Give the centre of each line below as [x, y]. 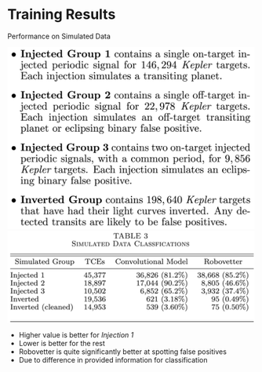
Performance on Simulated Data [59, 36]
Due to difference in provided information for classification [113, 359]
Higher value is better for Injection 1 [76, 334]
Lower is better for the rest [62, 343]
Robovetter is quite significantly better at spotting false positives [122, 352]
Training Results [62, 15]
